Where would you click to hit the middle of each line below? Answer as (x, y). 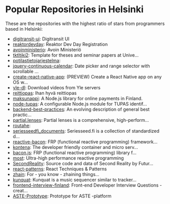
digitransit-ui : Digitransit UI (41, 39)
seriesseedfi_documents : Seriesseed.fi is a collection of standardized (86, 131)
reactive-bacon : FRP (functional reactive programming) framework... (85, 142)
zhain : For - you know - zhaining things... (56, 174)
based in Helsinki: (24, 29)
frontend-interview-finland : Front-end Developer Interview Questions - (87, 185)
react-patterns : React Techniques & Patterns (60, 169)
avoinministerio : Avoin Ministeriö (47, 49)
